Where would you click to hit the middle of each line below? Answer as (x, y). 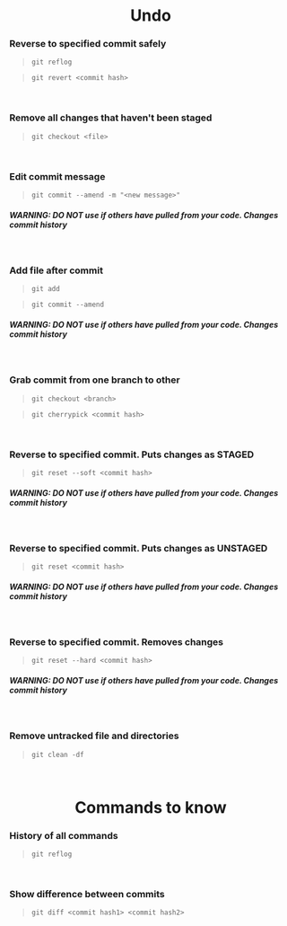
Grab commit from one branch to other (95, 380)
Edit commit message (57, 176)
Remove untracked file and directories (94, 736)
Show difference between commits (87, 895)
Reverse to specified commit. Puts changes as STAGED (131, 454)
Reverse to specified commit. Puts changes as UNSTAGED (139, 548)
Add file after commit (56, 270)
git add (45, 289)
